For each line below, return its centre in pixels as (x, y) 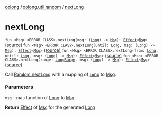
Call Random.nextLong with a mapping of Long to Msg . (60, 74)
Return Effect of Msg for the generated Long (50, 107)
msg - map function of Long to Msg (40, 98)
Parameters (19, 87)
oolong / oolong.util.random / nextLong (45, 7)
